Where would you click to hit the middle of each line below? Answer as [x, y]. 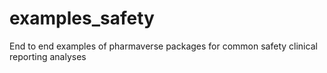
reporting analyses [48, 56]
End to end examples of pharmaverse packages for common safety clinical [163, 46]
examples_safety [82, 18]
